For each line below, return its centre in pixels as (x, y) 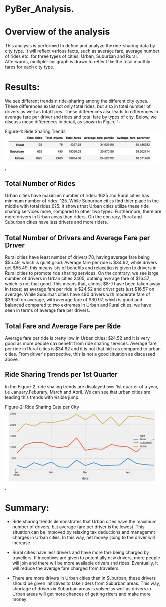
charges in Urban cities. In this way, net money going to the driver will (83, 538)
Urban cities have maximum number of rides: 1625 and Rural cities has (77, 196)
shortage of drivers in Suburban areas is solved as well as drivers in (82, 589)
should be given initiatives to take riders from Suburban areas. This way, (86, 583)
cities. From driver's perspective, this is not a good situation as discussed (80, 354)
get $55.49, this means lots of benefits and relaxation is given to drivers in (81, 268)
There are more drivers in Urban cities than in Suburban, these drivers (84, 578)
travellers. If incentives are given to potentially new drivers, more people (86, 558)
